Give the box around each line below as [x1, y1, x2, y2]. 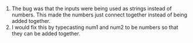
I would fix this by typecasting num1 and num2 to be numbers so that [11, 24, 179, 31]
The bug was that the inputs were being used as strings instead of [11, 5, 172, 12]
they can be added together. [11, 30, 80, 37]
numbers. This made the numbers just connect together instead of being [11, 11, 188, 18]
